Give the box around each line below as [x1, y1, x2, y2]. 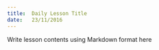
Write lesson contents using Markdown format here [7, 35, 152, 43]
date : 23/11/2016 [7, 16, 63, 23]
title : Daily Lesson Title [7, 10, 88, 17]
